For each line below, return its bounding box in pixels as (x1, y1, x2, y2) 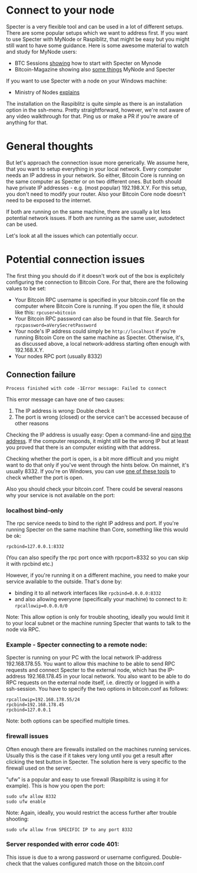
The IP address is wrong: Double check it (14, 407, 115, 414)
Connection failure (6, 370, 76, 380)
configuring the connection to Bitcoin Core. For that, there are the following (6, 278, 188, 285)
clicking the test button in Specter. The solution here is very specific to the (6, 758, 186, 765)
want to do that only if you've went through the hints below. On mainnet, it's (6, 461, 189, 468)
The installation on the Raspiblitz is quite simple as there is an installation (6, 100, 183, 107)
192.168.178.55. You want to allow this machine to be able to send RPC (6, 660, 175, 667)
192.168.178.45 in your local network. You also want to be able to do (26, 673, 191, 680)
